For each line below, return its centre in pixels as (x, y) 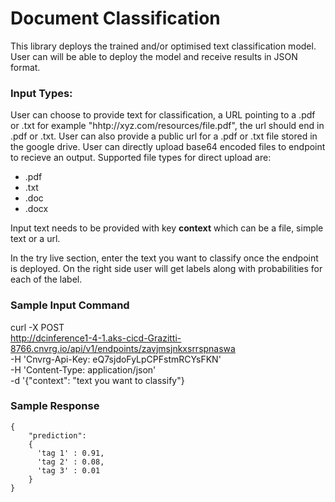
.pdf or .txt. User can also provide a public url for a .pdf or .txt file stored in (164, 136)
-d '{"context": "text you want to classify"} (97, 380)
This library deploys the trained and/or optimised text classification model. (163, 46)
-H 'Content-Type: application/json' (83, 369)
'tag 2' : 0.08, (70, 462)
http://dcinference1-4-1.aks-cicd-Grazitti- (96, 338)
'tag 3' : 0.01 (68, 470)
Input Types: (41, 93)
